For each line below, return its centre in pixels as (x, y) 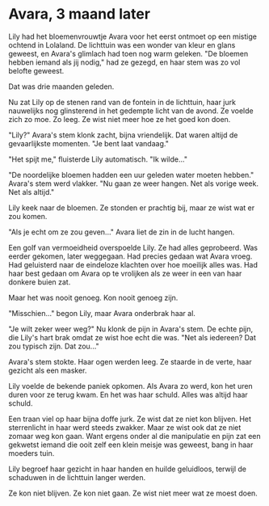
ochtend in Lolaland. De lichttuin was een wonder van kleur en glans (122, 44)
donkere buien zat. (40, 282)
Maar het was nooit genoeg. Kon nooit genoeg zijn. (93, 297)
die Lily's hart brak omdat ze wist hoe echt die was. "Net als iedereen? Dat (132, 337)
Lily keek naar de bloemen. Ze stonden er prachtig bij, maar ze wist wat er (132, 208)
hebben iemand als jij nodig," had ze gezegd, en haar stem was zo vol (124, 62)
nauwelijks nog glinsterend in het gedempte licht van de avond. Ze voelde (131, 111)
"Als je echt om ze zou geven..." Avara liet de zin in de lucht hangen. (122, 232)
